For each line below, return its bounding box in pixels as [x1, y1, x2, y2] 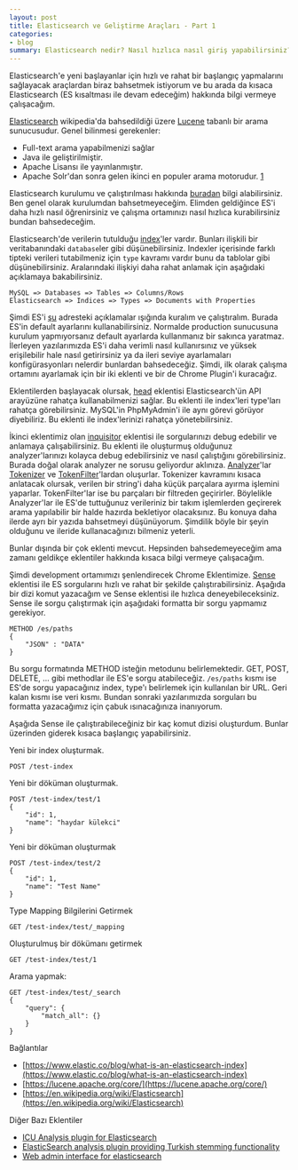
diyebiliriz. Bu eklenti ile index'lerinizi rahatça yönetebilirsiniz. [9, 414, 233, 425]
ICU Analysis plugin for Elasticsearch [21, 1132, 158, 1142]
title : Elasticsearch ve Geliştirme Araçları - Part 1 [9, 21, 216, 30]
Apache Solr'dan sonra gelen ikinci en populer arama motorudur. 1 [21, 171, 264, 182]
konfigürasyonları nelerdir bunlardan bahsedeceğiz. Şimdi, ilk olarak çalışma [9, 359, 288, 370]
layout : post [9, 12, 58, 22]
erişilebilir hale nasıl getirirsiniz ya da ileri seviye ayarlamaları [9, 350, 232, 361]
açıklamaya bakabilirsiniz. [9, 272, 104, 283]
